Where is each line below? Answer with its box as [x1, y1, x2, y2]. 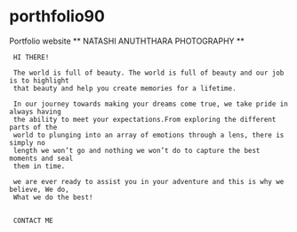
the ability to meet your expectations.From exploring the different [12, 115, 277, 124]
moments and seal [9, 154, 74, 163]
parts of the [9, 123, 58, 132]
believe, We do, [9, 185, 69, 194]
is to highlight [9, 76, 69, 85]
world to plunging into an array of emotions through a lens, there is [12, 131, 285, 140]
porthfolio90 [9, 6, 105, 27]
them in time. [12, 162, 66, 171]
